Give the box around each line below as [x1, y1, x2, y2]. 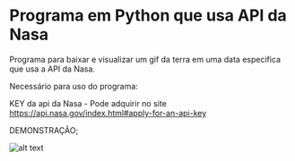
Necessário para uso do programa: [9, 80, 139, 91]
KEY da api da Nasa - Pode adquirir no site [9, 97, 168, 108]
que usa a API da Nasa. [9, 64, 96, 74]
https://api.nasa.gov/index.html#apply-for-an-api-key [9, 107, 207, 118]
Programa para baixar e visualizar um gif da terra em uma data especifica [9, 54, 281, 64]
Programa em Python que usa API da [9, 5, 287, 26]
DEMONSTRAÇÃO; [9, 124, 79, 135]
